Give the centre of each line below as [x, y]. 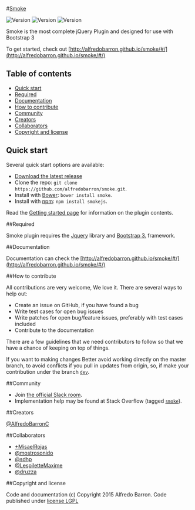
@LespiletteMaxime [38, 465]
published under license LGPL [42, 501]
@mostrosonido [34, 453]
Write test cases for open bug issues [59, 311]
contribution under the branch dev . [48, 371]
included [25, 324]
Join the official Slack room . [48, 394]
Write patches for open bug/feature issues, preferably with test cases [99, 317]
